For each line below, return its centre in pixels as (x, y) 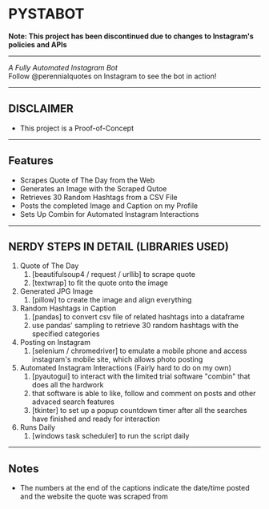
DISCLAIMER (41, 109)
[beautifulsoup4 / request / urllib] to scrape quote (114, 275)
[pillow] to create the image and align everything (112, 300)
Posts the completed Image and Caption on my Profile (109, 206)
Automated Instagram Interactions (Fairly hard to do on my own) (126, 368)
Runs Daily (38, 427)
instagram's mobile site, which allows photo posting (117, 359)
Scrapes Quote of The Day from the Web (87, 180)
